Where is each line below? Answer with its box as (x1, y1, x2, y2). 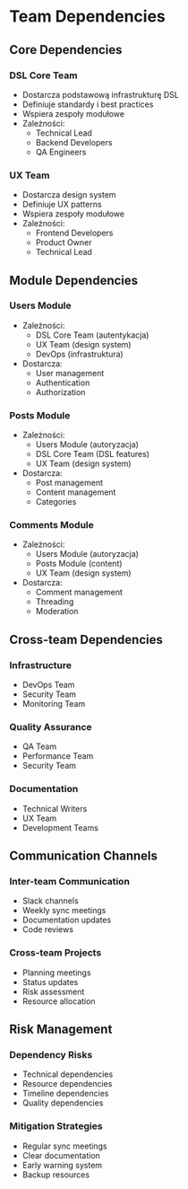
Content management (35, 487, 116, 498)
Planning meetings (21, 967, 91, 978)
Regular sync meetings (21, 1141, 107, 1151)
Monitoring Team (21, 699, 86, 709)
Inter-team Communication (9, 876, 130, 888)
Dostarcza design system (21, 189, 116, 200)
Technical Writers (21, 803, 88, 814)
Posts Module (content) (35, 559, 123, 569)
